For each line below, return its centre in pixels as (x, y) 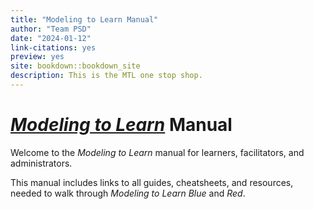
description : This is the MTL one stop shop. (106, 76)
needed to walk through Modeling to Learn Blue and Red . (128, 193)
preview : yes (37, 57)
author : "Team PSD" (51, 29)
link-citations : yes (53, 47)
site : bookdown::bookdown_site (75, 66)
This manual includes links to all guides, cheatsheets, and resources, (152, 182)
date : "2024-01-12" (51, 38)
